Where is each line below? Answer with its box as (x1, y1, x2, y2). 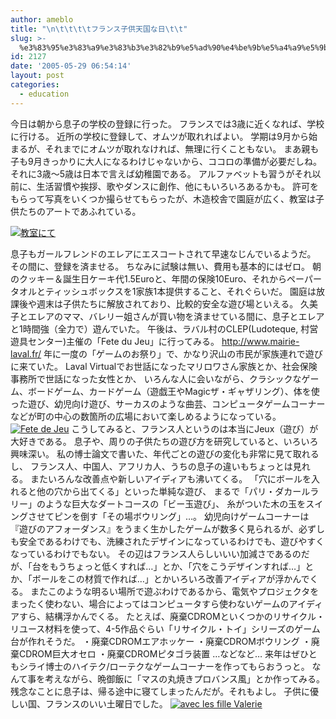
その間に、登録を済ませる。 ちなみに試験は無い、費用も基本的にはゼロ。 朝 (10, 260, 322, 272)
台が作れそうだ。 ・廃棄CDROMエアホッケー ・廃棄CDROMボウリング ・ (10, 635, 312, 647)
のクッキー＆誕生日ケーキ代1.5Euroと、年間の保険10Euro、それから (10, 272, 288, 285)
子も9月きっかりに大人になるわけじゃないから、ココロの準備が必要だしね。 (10, 155, 323, 167)
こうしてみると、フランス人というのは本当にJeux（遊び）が (71, 422, 319, 435)
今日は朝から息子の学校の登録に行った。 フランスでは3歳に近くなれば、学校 (10, 117, 325, 130)
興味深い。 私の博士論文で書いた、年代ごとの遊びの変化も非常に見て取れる (10, 447, 320, 460)
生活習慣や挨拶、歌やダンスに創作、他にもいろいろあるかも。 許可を (36, 180, 319, 192)
